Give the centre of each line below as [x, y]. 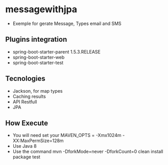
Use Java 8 [25, 146]
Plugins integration [36, 39]
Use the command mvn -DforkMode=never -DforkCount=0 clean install [88, 152]
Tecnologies [25, 79]
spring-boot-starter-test [38, 63]
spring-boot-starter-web [39, 57]
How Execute [27, 123]
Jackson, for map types [38, 91]
